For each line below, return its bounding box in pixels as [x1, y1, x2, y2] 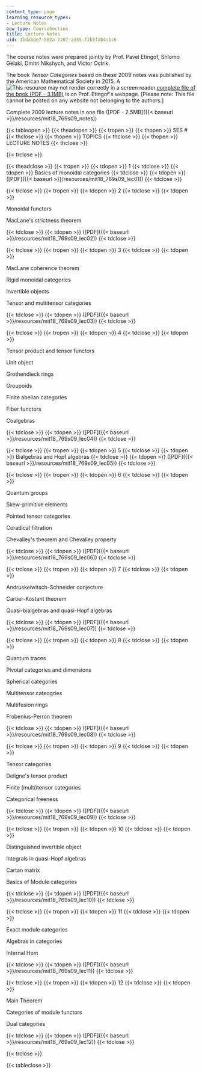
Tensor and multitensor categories [6, 299, 91, 307]
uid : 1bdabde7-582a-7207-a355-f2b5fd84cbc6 [6, 37, 117, 43]
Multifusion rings [6, 701, 48, 708]
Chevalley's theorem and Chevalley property [6, 536, 117, 543]
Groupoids [6, 382, 32, 389]
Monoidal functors [6, 205, 52, 212]
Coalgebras [6, 417, 35, 424]
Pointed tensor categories [6, 512, 70, 520]
